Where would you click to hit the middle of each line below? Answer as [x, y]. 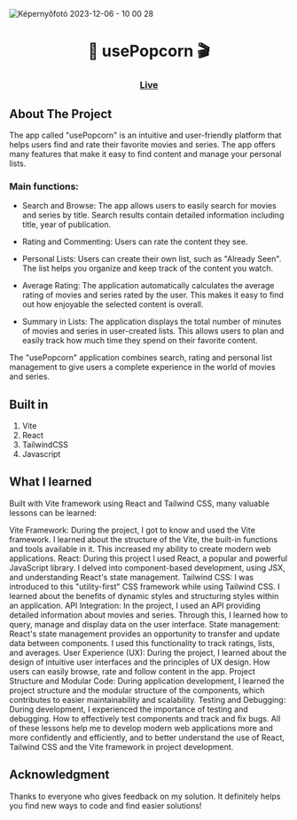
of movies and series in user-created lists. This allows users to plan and [153, 331]
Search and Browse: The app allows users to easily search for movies [149, 206]
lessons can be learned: [53, 512]
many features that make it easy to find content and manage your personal [145, 154]
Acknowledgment [59, 775]
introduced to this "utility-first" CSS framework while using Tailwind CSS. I [145, 587]
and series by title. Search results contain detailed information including [153, 215]
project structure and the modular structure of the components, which [137, 690]
